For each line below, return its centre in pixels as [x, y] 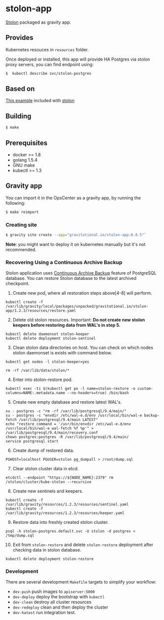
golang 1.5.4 [25, 160]
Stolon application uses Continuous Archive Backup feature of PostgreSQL [81, 273]
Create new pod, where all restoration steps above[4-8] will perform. [82, 293]
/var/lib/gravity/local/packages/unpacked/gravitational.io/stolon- [77, 307]
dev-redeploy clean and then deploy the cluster [60, 607]
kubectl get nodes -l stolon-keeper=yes [48, 362]
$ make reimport [22, 212]
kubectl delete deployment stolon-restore [50, 559]
